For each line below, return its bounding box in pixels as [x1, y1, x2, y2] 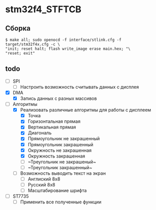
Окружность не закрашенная [27, 147, 92, 153]
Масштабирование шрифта [27, 188, 87, 193]
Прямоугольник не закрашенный [27, 136, 100, 142]
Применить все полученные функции [20, 199, 102, 205]
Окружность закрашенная [27, 153, 85, 159]
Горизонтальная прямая [27, 118, 81, 124]
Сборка [5, 24, 30, 33]
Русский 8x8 [27, 181, 55, 188]
